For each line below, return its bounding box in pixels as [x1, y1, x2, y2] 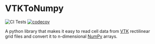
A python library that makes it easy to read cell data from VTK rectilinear [5, 28, 150, 34]
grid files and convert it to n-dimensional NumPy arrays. [5, 33, 118, 39]
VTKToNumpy [5, 3, 64, 14]
